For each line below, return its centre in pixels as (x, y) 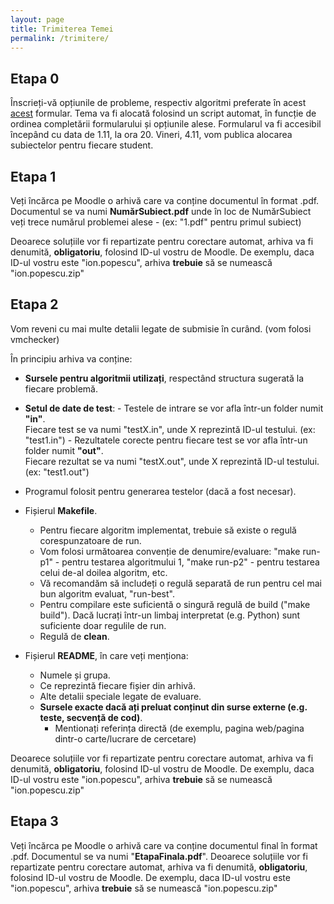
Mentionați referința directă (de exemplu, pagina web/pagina (179, 728)
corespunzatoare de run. (90, 540)
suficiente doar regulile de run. (103, 625)
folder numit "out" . (64, 450)
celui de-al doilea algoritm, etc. (103, 572)
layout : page (37, 19)
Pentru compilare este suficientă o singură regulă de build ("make (175, 604)
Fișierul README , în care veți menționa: (106, 655)
